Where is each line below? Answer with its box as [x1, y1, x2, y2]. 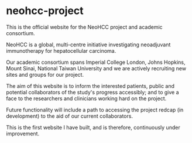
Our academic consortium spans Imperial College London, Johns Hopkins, [6, 59, 186, 66]
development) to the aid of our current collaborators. [6, 113, 133, 120]
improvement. [6, 130, 40, 137]
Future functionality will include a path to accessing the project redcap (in [6, 106, 184, 113]
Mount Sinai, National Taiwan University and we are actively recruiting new [6, 64, 186, 71]
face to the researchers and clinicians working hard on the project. [6, 95, 167, 102]
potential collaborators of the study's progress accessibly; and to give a [6, 88, 180, 96]
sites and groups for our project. [6, 71, 84, 78]
